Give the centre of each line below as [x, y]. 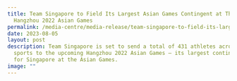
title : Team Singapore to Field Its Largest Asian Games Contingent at [115, 14]
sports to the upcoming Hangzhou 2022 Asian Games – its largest [112, 54]
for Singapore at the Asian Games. [66, 60]
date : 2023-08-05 [33, 33]
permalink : [23, 27]
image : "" [22, 66]
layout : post [26, 40]
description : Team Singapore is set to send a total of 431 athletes [112, 46]
